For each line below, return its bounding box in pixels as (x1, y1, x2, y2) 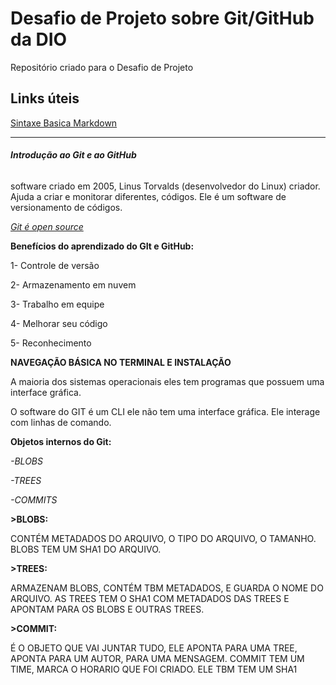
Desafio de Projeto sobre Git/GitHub (10, 7, 315, 30)
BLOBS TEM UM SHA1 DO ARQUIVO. (10, 543, 162, 555)
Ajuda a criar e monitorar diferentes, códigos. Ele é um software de (10, 190, 287, 202)
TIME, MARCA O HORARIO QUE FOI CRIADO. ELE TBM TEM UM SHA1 (10, 663, 298, 675)
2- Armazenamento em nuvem (10, 278, 137, 291)
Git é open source (10, 220, 84, 232)
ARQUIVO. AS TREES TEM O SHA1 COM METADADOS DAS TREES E (10, 592, 290, 604)
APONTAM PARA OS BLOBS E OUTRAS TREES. (10, 603, 205, 615)
